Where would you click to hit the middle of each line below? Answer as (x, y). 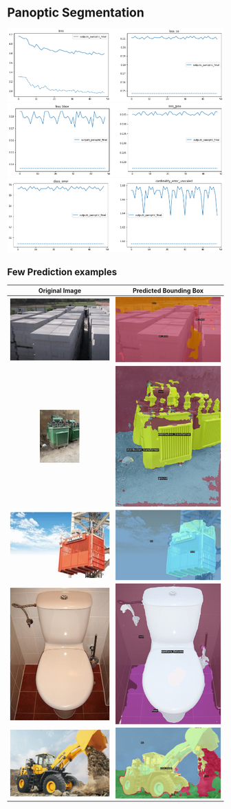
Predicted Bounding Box (168, 290)
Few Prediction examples (62, 272)
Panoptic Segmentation (76, 13)
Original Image (60, 290)
